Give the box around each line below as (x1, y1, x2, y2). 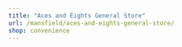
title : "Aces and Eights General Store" (8, 11, 147, 20)
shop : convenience (8, 26, 70, 34)
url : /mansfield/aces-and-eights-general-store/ (8, 19, 175, 27)
